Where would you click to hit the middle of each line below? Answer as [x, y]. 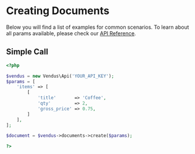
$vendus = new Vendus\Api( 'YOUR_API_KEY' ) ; [60, 76]
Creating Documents [58, 11]
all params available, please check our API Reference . [71, 33]
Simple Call [27, 52]
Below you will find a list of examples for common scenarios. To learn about [97, 27]
